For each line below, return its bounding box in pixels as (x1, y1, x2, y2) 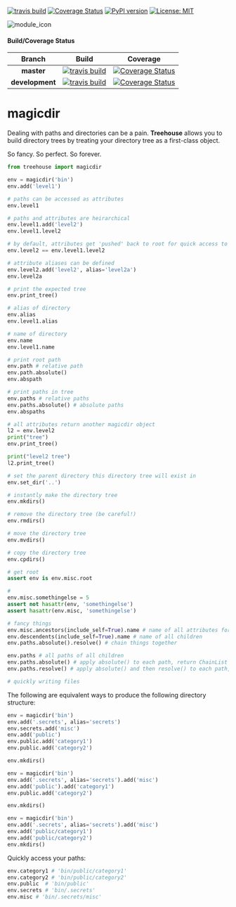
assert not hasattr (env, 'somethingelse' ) (7, 601, 133, 608)
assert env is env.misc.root (7, 575, 93, 582)
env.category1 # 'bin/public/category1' (7, 867, 128, 875)
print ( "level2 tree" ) (7, 453, 71, 461)
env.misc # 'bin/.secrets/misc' (7, 894, 102, 901)
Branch (20, 54, 46, 64)
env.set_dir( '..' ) (7, 479, 61, 486)
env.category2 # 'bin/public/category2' (7, 874, 128, 881)
